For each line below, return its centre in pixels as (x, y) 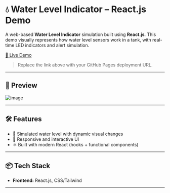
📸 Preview (21, 85)
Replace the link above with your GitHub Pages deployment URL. (85, 65)
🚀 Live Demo (18, 55)
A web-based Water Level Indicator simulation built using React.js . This (81, 34)
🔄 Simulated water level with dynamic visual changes (68, 134)
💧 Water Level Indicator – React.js (76, 9)
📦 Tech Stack (28, 166)
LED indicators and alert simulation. (52, 45)
